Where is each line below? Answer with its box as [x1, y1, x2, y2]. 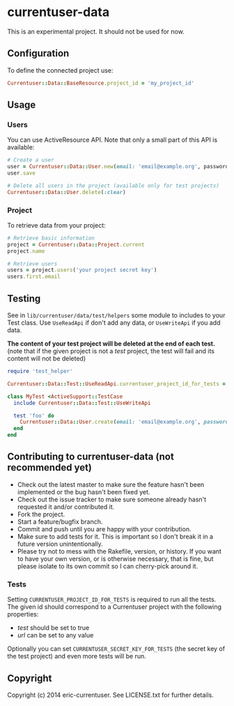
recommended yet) [7, 462, 93, 473]
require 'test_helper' [7, 368, 73, 375]
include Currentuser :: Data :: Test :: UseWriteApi [13, 399, 151, 406]
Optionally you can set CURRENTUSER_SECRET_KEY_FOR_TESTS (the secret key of [7, 645, 225, 653]
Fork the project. [17, 510, 65, 518]
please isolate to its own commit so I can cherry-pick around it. [17, 561, 198, 570]
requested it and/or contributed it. [17, 502, 115, 510]
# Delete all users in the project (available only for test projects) [7, 182, 219, 189]
